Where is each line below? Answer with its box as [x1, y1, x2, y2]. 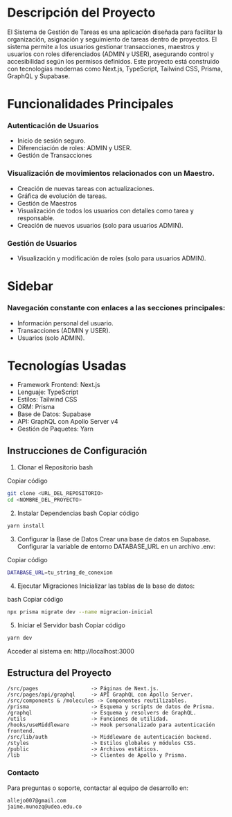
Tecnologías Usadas [7, 358, 127, 373]
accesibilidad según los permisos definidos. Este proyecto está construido [7, 57, 220, 65]
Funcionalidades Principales [7, 96, 174, 112]
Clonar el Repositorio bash [17, 463, 93, 472]
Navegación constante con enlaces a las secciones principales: [7, 303, 226, 313]
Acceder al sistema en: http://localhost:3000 [7, 647, 135, 655]
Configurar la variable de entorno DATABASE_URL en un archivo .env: [17, 542, 216, 550]
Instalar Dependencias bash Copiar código [17, 509, 140, 517]
